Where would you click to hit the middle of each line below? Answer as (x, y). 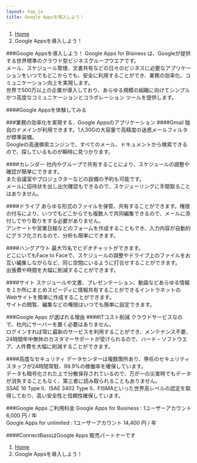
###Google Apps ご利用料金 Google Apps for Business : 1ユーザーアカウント (99, 408)
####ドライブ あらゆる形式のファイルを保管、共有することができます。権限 (98, 206)
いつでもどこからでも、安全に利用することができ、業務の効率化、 (106, 75)
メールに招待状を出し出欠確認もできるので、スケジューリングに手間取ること (98, 186)
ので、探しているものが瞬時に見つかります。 (60, 152)
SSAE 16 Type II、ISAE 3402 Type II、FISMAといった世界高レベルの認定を (96, 388)
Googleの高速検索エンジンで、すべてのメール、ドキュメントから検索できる (97, 144)
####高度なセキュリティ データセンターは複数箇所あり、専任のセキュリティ (98, 358)
